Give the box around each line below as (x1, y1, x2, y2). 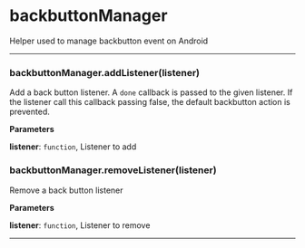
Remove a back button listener (9, 185, 123, 196)
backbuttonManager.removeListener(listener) (9, 164, 217, 176)
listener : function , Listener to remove (9, 219, 151, 231)
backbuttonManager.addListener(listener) (9, 66, 201, 79)
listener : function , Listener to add (9, 141, 137, 152)
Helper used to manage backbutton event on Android (9, 35, 209, 46)
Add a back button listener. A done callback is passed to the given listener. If (9, 87, 293, 98)
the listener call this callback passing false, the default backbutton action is (9, 97, 290, 108)
